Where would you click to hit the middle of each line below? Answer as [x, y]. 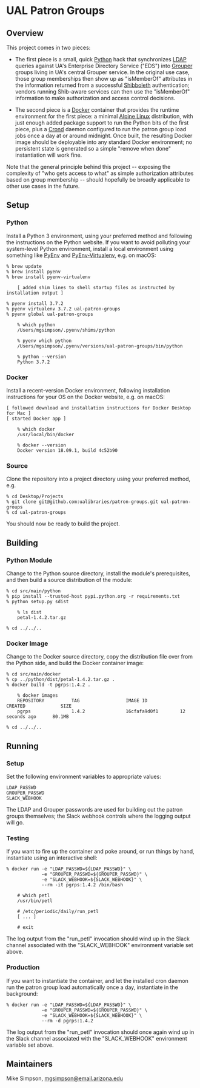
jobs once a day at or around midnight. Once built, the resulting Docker [104, 135]
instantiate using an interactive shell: [52, 858]
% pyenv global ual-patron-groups [50, 314]
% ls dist [30, 612]
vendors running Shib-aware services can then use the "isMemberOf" [102, 91]
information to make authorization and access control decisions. [95, 98]
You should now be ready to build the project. [63, 524]
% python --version [42, 357]
